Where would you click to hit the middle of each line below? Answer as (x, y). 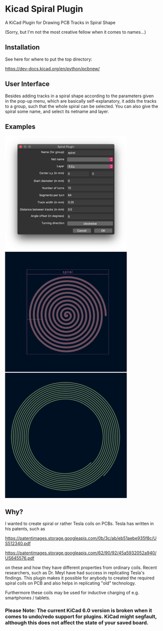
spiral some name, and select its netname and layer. (57, 111)
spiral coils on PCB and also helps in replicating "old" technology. (71, 583)
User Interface (27, 84)
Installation (22, 47)
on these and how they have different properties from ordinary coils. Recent (81, 567)
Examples (20, 126)
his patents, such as (25, 529)
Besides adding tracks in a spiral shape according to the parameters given (80, 96)
